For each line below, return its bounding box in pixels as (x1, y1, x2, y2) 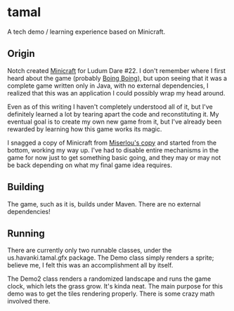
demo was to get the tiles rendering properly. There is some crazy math (7, 289, 215, 298)
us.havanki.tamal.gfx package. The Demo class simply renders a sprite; (7, 253, 214, 262)
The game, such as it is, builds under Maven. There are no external (7, 199, 201, 208)
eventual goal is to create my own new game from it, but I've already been (7, 117, 222, 126)
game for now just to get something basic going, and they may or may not (7, 153, 221, 161)
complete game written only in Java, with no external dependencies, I (7, 81, 209, 90)
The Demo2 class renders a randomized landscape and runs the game (7, 274, 212, 283)
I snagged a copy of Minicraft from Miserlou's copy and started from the (7, 138, 216, 147)
